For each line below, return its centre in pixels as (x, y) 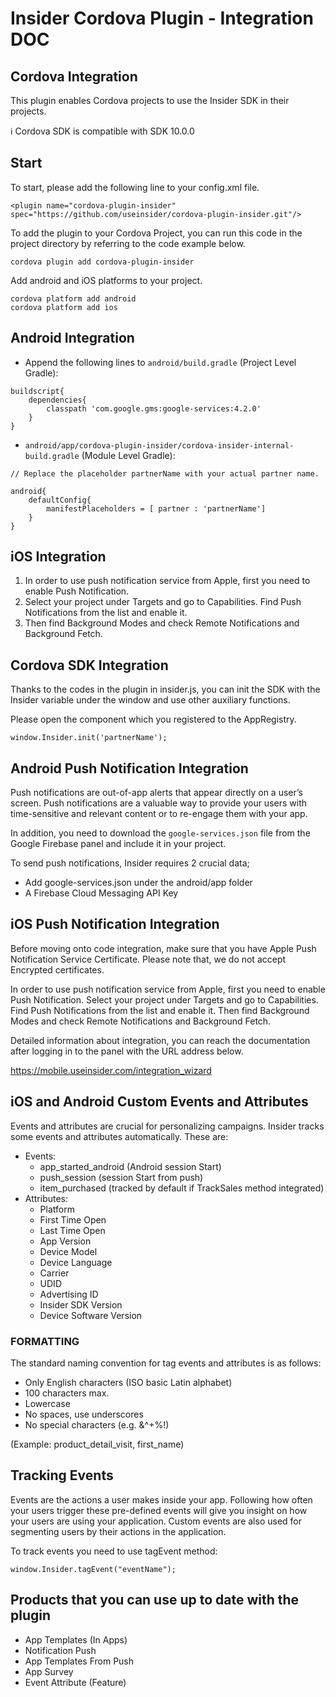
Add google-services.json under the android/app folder (138, 883)
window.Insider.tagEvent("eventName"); (93, 1569)
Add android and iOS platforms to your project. (106, 280)
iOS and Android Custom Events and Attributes (159, 1102)
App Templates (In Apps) (76, 1639)
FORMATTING (45, 1341)
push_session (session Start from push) (121, 1177)
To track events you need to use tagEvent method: (114, 1551)
